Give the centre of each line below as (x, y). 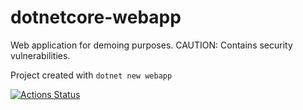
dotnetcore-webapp (96, 17)
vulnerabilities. (40, 55)
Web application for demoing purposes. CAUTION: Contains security (151, 45)
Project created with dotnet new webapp (91, 75)
